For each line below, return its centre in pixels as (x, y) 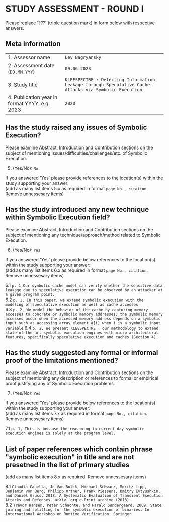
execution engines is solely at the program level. (60, 433)
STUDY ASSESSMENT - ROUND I (75, 9)
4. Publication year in (33, 97)
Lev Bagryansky (83, 57)
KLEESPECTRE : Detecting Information (110, 79)
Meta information (33, 44)
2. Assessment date (31, 65)
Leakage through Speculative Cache (108, 84)
